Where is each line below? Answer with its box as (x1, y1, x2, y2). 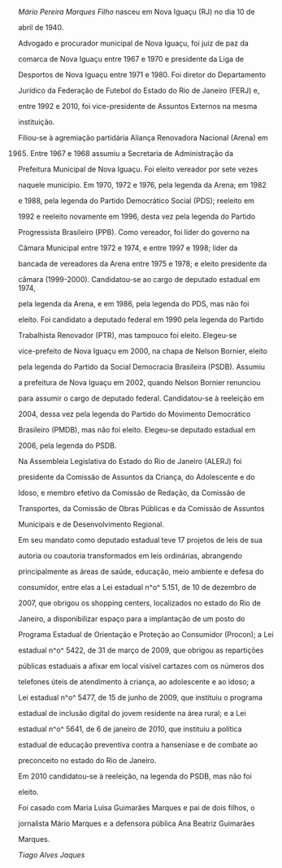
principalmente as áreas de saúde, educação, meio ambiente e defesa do (18, 566, 264, 576)
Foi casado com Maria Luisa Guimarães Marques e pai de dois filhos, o (18, 803, 255, 812)
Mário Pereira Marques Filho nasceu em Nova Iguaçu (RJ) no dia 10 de (18, 7, 255, 16)
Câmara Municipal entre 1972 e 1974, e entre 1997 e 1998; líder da (18, 243, 238, 253)
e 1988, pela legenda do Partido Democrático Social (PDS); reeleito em (18, 196, 255, 206)
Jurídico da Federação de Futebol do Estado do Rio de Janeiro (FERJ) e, (18, 85, 260, 95)
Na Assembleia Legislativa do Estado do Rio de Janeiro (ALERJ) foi (18, 457, 242, 466)
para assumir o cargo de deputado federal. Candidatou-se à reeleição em (18, 393, 264, 403)
